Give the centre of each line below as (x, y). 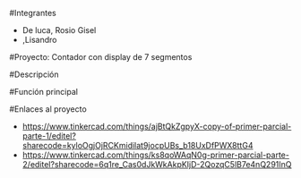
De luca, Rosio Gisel (59, 30)
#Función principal (44, 92)
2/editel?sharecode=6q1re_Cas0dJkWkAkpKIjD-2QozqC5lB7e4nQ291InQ (157, 164)
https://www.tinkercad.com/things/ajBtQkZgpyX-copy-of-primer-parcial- (157, 126)
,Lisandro (39, 40)
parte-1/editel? (49, 136)
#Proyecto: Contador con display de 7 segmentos (101, 57)
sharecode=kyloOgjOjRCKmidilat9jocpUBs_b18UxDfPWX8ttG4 (138, 145)
